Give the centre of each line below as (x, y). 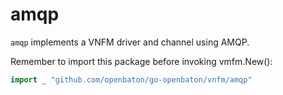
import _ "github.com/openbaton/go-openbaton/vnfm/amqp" (131, 79)
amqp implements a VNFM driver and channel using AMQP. (130, 42)
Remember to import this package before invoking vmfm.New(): (141, 61)
